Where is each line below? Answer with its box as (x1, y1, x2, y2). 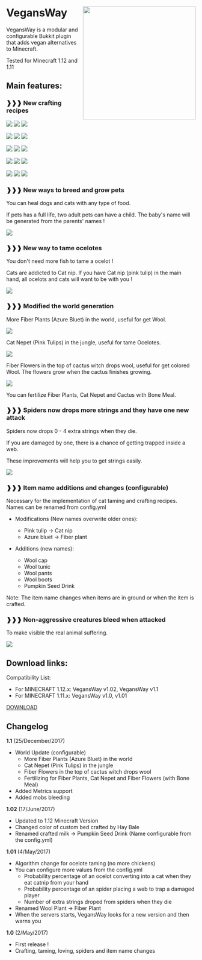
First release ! (14, 941, 49, 948)
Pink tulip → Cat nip (23, 527, 73, 534)
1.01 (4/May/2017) (6, 848, 51, 856)
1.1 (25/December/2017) (6, 737, 65, 745)
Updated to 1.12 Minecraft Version (14, 817, 99, 824)
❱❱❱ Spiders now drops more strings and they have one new (6, 406, 189, 414)
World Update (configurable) (14, 749, 86, 756)
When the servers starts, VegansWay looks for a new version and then (14, 911, 189, 918)
